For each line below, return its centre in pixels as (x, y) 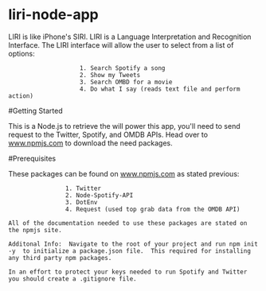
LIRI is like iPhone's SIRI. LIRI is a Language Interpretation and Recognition (130, 37)
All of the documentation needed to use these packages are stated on (128, 223)
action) (21, 96)
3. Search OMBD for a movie (126, 82)
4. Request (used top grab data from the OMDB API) (153, 209)
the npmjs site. (35, 230)
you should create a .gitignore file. (72, 279)
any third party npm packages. (60, 258)
